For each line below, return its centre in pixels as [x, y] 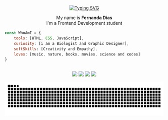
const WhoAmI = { [23, 33]
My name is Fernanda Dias [84, 18]
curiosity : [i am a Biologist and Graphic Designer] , [71, 43]
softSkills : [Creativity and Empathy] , [56, 49]
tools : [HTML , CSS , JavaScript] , [49, 38]
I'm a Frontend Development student [84, 23]
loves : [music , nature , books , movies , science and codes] [77, 54]
